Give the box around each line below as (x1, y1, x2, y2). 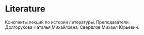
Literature (5, 3, 46, 14)
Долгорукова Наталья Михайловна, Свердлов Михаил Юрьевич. (5, 24, 140, 30)
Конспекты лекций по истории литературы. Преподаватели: (5, 19, 130, 25)
